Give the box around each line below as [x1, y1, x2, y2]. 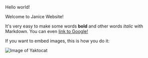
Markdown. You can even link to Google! [5, 29, 88, 34]
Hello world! [5, 4, 30, 10]
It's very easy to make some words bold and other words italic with [5, 23, 144, 29]
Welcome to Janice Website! [5, 14, 64, 19]
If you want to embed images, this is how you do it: [5, 38, 110, 44]
